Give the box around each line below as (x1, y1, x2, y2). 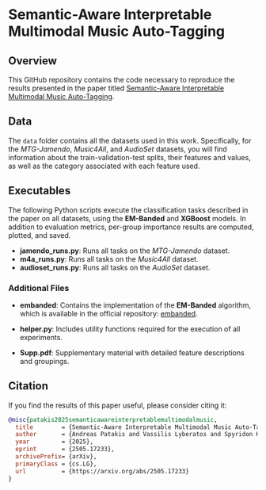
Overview (8, 54, 58, 67)
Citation (8, 379, 49, 393)
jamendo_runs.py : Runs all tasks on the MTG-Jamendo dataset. (19, 246, 230, 255)
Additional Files (8, 282, 70, 293)
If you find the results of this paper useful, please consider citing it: (8, 400, 227, 410)
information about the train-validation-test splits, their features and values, (8, 152, 251, 162)
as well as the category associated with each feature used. (8, 161, 200, 170)
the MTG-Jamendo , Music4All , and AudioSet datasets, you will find (8, 144, 227, 154)
